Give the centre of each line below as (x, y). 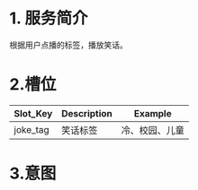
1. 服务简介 (49, 18)
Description (87, 113)
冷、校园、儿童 (153, 130)
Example (153, 113)
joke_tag (31, 129)
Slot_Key (33, 113)
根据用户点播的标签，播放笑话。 (68, 45)
